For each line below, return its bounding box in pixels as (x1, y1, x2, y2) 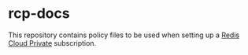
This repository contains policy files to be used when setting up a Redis (8, 30, 240, 40)
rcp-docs (8, 5, 70, 22)
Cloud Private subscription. (8, 38, 97, 47)
